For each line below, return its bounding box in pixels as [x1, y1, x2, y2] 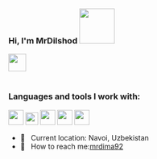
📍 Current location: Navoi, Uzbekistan [19, 132, 149, 142]
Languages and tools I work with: [8, 91, 141, 102]
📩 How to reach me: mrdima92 [19, 141, 123, 151]
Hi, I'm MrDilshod [8, 35, 78, 46]
